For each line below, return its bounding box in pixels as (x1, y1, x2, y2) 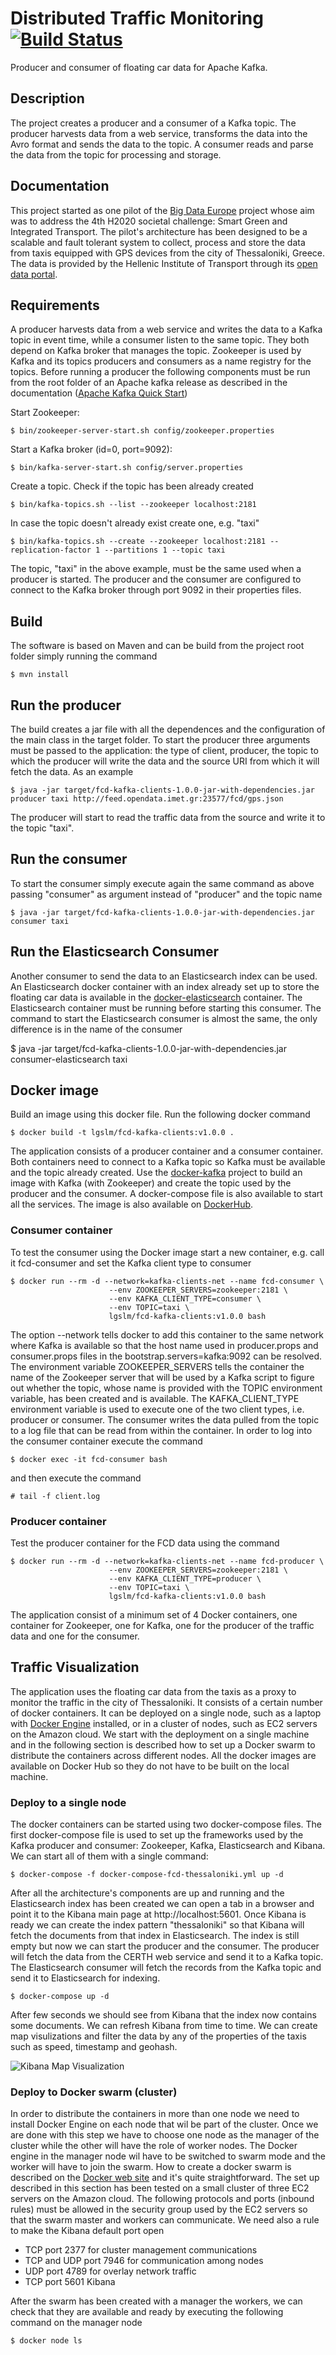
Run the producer (10, 697, 122, 714)
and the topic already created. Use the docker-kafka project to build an (10, 1167, 303, 1179)
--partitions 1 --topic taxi (104, 545, 226, 556)
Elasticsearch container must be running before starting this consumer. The (10, 1002, 322, 1014)
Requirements (10, 297, 100, 314)
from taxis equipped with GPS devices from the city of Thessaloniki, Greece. (10, 247, 326, 259)
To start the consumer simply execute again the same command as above (10, 877, 315, 889)
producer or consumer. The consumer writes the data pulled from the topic (10, 1413, 320, 1426)
